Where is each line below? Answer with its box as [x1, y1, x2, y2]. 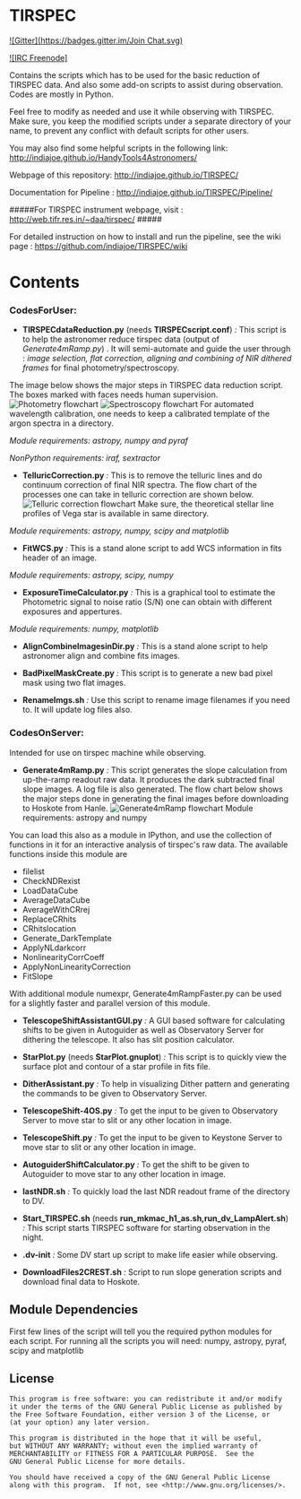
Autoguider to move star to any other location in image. [21, 1168, 227, 1179]
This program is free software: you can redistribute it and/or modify [9, 1395, 282, 1404]
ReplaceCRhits [21, 914, 77, 924]
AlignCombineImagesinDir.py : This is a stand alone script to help [21, 641, 269, 652]
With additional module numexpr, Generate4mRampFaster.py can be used [9, 988, 282, 999]
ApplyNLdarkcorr [21, 942, 87, 953]
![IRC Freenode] [9, 52, 68, 63]
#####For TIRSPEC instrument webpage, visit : [9, 204, 184, 215]
